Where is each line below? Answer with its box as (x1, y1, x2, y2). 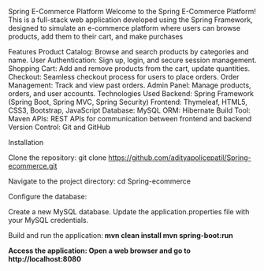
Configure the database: (8, 192, 87, 201)
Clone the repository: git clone (8, 153, 107, 162)
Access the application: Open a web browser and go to (8, 246, 191, 255)
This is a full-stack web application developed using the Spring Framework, (8, 15, 254, 24)
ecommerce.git (8, 161, 58, 170)
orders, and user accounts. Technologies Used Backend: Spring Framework (8, 89, 255, 98)
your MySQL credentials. (8, 216, 89, 225)
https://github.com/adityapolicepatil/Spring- (108, 153, 251, 162)
